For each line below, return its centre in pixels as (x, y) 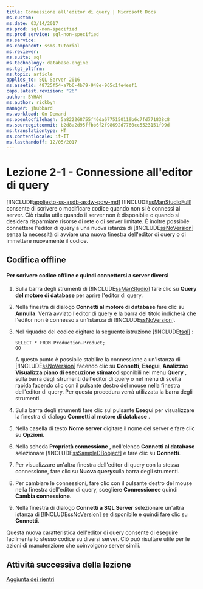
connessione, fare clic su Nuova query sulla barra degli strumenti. (97, 472)
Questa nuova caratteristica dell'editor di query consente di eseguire (92, 532)
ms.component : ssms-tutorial (43, 46)
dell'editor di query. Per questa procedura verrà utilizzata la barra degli (104, 392)
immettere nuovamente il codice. (47, 240)
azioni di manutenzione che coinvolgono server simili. (74, 546)
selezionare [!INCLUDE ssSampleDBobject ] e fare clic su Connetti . (98, 453)
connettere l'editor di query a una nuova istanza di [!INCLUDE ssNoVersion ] (100, 228)
